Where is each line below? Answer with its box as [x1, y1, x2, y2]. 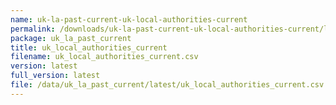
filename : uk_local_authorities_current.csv [10, 52, 199, 62]
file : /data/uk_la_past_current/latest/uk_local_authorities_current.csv [10, 80, 325, 90]
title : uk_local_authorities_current [10, 42, 168, 53]
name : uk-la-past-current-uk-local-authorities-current [10, 14, 248, 25]
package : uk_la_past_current [10, 33, 132, 43]
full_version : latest [10, 71, 101, 81]
